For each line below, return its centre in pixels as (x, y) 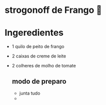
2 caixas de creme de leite (39, 56)
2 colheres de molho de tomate (44, 66)
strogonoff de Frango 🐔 (53, 10)
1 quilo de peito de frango (38, 47)
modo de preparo (39, 81)
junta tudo (30, 93)
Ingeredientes (34, 33)
